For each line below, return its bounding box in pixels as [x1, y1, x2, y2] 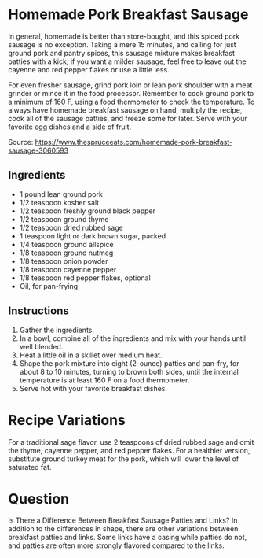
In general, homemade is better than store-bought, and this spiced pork [8, 31, 240, 41]
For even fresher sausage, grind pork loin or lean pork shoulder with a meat [8, 80, 253, 90]
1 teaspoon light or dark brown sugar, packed [19, 231, 166, 241]
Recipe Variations [8, 411, 126, 429]
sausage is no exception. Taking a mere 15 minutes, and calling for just [8, 39, 237, 49]
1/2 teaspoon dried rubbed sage [19, 223, 123, 232]
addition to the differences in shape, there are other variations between [8, 524, 239, 534]
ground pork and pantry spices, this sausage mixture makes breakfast [8, 48, 236, 57]
